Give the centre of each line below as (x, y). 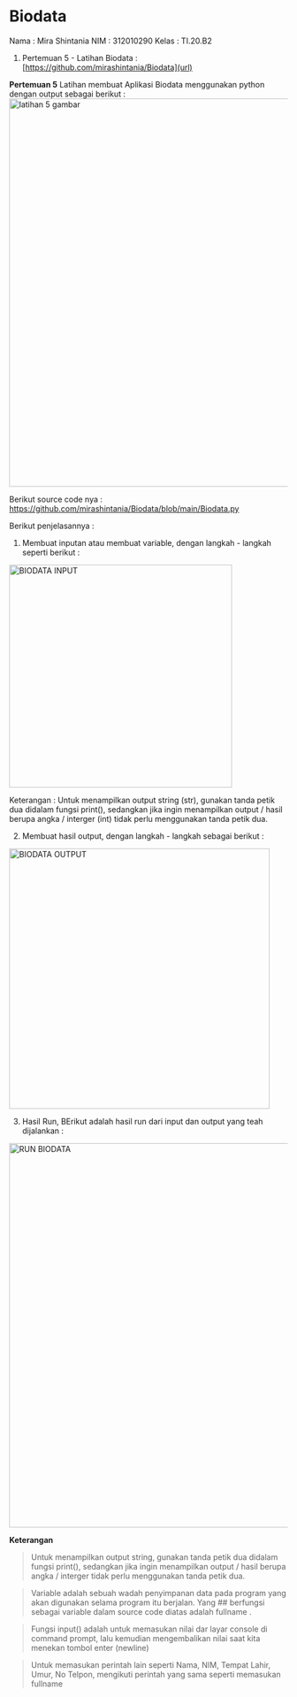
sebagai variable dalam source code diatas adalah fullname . (141, 1611)
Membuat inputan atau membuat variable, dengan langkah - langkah (147, 542)
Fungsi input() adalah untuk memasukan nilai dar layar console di (149, 1629)
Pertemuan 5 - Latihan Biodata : (80, 58)
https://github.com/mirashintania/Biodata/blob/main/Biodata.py (124, 508)
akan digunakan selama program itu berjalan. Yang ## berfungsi (148, 1602)
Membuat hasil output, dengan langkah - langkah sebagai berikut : (143, 836)
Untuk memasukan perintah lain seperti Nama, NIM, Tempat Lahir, (151, 1664)
